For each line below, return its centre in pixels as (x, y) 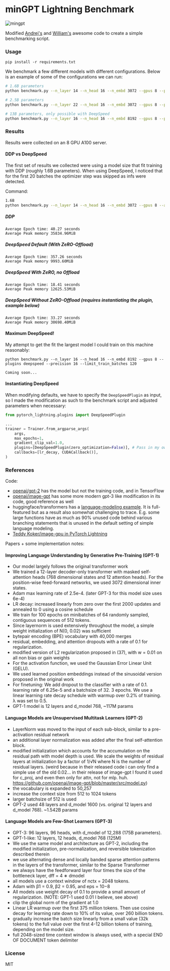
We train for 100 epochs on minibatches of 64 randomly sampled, (81, 615)
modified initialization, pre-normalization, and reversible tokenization (84, 849)
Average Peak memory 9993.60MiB (39, 261)
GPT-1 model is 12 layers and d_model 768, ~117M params (73, 706)
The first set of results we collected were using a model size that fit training (84, 165)
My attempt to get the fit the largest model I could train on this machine (79, 345)
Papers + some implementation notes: (45, 544)
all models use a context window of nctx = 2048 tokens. (71, 881)
